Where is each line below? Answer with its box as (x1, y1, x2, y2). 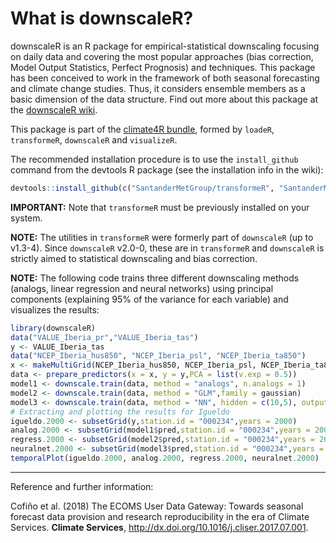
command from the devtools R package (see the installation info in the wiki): (10, 163, 324, 176)
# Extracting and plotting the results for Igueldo (10, 407, 230, 417)
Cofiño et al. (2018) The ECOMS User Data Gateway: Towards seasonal (10, 500, 304, 512)
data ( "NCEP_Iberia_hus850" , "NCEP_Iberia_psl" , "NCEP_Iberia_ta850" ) (10, 351, 307, 361)
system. (10, 212, 43, 224)
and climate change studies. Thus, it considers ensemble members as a (10, 82, 306, 94)
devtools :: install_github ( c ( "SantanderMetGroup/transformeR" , (10, 183, 275, 193)
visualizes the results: (10, 303, 100, 316)
